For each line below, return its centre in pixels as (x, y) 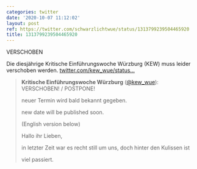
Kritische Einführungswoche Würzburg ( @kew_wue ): (90, 82)
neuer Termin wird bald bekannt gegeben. (74, 101)
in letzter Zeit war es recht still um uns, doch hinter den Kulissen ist (106, 148)
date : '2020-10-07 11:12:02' (43, 18)
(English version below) (51, 124)
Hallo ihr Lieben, (42, 136)
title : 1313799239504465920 (42, 35)
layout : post (23, 23)
